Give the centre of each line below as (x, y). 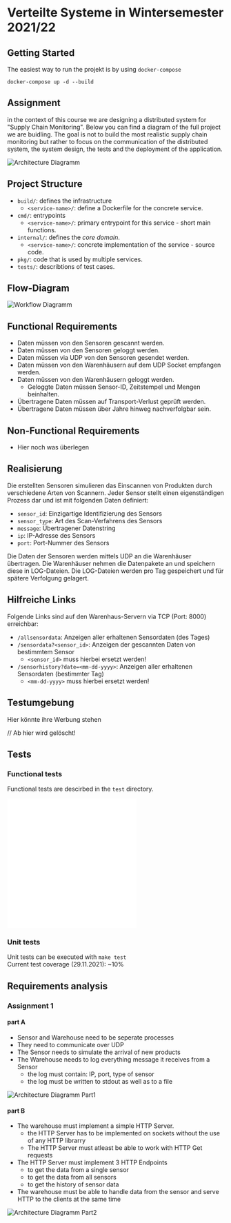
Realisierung (35, 469)
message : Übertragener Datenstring (66, 528)
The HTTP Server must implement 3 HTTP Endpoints (92, 1162)
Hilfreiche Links (42, 600)
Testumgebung (41, 703)
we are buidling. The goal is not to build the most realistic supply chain (107, 134)
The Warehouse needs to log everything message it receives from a (113, 1059)
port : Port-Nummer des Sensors (63, 543)
